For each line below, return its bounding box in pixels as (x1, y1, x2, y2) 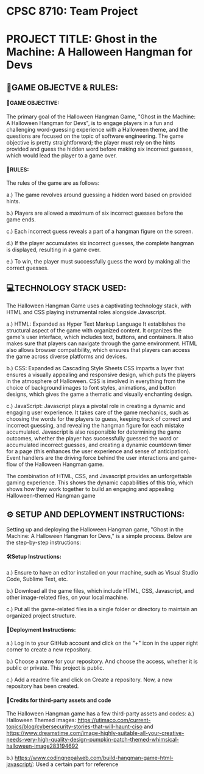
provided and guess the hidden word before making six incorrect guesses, (6, 145, 193, 152)
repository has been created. (6, 683, 79, 690)
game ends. (6, 216, 37, 223)
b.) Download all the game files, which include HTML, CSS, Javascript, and (6, 587, 194, 594)
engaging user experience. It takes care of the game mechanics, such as (6, 409, 189, 416)
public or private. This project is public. (6, 664, 105, 672)
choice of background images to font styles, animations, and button (6, 384, 176, 391)
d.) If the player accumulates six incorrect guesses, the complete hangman (6, 240, 194, 247)
